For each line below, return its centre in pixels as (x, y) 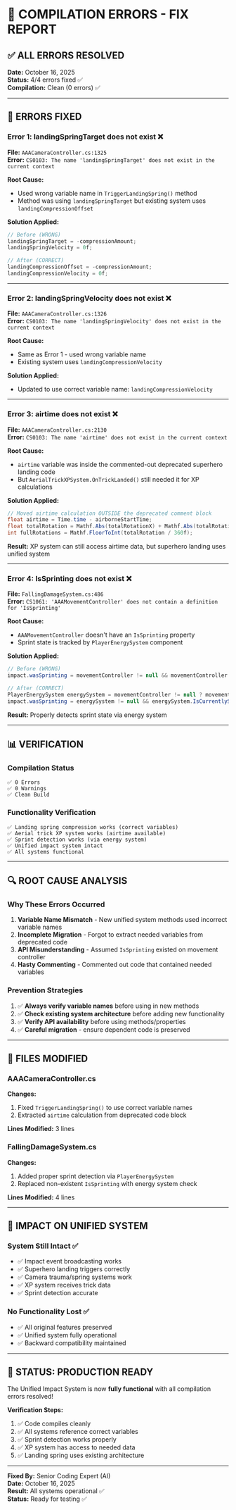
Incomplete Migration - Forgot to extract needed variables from (110, 935)
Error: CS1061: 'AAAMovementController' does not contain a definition (113, 601)
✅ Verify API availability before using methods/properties (101, 1021)
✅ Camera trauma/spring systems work (74, 1277)
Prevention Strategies (45, 990)
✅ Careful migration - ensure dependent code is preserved (104, 1029)
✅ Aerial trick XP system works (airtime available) (87, 833)
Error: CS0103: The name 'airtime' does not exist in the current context (117, 437)
